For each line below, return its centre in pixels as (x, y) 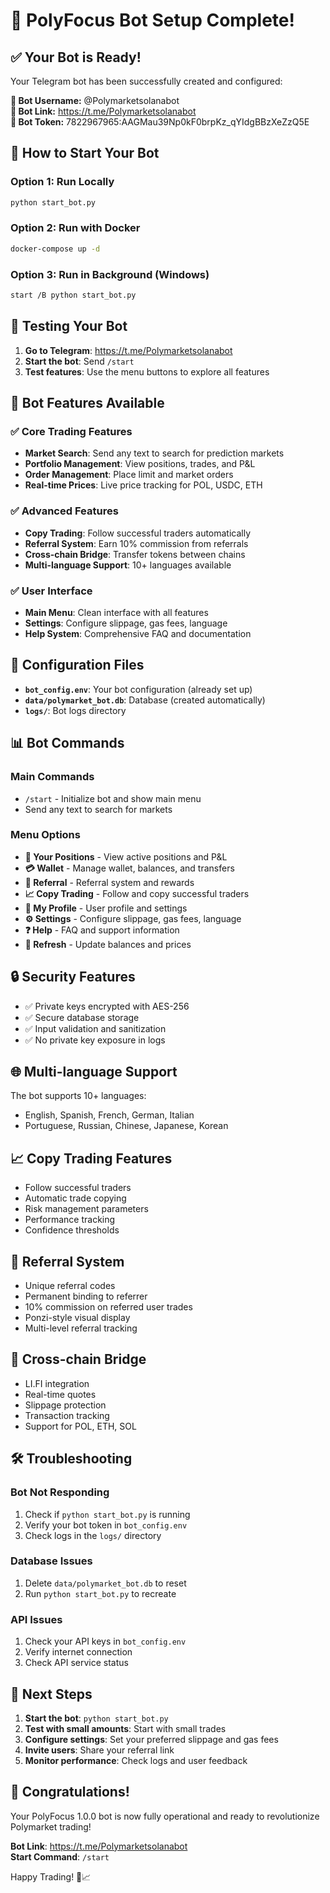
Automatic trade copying (75, 1198)
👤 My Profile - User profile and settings (106, 908)
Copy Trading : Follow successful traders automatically (138, 533)
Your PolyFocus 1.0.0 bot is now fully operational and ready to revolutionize (165, 1816)
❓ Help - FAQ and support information (102, 930)
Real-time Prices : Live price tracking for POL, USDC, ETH (143, 485)
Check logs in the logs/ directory (93, 1535)
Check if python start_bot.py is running (107, 1514)
